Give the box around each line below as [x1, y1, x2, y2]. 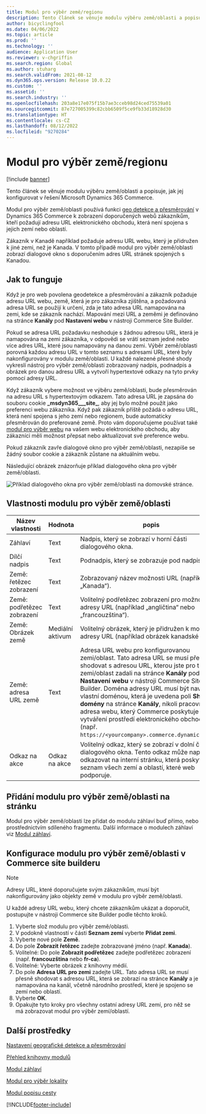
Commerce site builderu [6, 858, 101, 868]
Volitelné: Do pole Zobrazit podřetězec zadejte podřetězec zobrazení [15, 949, 191, 956]
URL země [9, 696, 39, 704]
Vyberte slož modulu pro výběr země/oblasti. [15, 923, 130, 930]
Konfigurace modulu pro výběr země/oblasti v [6, 848, 186, 859]
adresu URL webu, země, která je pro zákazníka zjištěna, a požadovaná [6, 297, 186, 304]
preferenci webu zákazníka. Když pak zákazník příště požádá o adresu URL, [6, 405, 199, 413]
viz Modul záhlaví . [6, 831, 52, 838]
